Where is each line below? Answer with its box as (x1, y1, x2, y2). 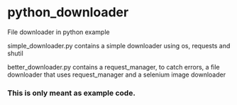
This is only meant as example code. (7, 88, 136, 98)
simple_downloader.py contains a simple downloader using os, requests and (7, 41, 231, 50)
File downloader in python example (7, 28, 110, 36)
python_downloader (7, 4, 129, 21)
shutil (7, 49, 23, 57)
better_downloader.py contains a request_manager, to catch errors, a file (7, 62, 220, 71)
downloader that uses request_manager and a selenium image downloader (7, 70, 226, 79)
